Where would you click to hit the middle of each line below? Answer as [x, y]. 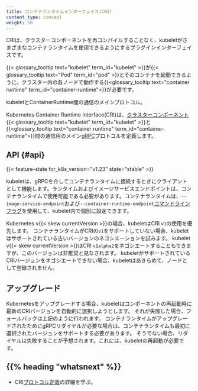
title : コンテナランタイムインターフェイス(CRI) [59, 12]
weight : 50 [20, 22]
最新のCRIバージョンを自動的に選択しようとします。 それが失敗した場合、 [96, 311]
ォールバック [22, 318]
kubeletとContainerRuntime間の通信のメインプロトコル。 [76, 102]
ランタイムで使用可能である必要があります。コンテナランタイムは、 [99, 196]
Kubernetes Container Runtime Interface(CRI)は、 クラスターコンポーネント [98, 115]
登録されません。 [37, 268]
